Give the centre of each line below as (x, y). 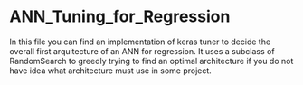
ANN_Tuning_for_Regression (120, 17)
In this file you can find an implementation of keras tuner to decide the (140, 42)
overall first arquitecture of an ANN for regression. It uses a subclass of (142, 51)
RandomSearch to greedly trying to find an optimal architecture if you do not (151, 61)
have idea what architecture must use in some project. (111, 71)
